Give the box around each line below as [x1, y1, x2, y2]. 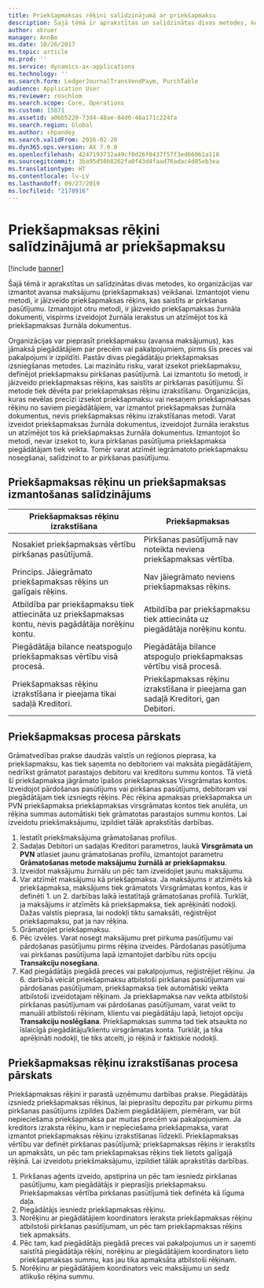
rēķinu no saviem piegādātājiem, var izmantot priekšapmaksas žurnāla [8, 403, 236, 412]
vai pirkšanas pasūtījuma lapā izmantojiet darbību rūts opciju [19, 950, 217, 959]
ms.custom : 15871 [8, 107, 65, 115]
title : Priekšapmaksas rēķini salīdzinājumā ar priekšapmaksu [8, 11, 216, 20]
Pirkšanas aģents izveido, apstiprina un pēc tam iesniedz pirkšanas [19, 1172, 237, 1180]
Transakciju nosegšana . [19, 959, 100, 968]
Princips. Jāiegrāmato [12, 567, 93, 578]
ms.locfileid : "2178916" [8, 186, 90, 195]
